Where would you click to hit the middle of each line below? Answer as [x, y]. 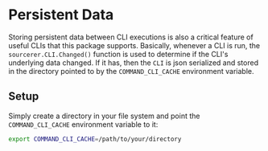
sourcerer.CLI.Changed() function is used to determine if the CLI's [118, 54]
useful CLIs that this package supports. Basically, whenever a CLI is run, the [134, 45]
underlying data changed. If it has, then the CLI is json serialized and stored [134, 63]
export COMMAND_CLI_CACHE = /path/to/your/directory [95, 139]
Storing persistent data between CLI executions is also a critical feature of [131, 37]
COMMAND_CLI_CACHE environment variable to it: [83, 124]
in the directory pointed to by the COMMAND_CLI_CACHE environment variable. [131, 71]
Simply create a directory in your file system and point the [104, 116]
